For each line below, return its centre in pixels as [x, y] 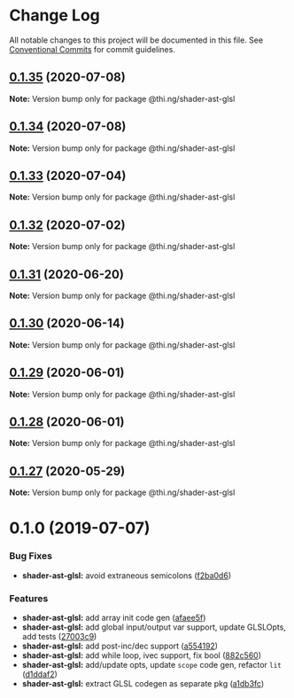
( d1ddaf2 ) [39, 674]
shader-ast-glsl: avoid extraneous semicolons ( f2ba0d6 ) [127, 575]
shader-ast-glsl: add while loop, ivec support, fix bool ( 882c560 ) [142, 655]
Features [29, 598]
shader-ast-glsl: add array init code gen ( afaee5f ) [114, 618]
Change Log [54, 16]
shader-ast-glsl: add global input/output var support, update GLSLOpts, [154, 627]
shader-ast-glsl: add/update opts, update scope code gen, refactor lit [151, 665]
